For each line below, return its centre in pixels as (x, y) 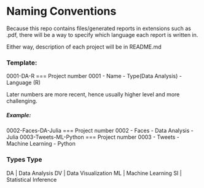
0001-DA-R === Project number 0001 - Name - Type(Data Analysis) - (94, 76)
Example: (19, 115)
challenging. (22, 101)
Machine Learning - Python (41, 144)
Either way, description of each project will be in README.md (84, 47)
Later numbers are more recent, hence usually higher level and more (93, 95)
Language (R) (24, 83)
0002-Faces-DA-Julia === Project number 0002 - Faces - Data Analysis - (100, 131)
